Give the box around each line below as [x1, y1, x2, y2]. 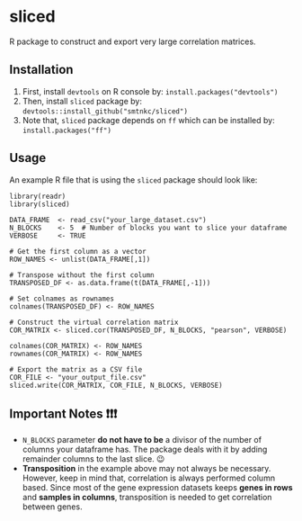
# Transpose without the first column [9, 270, 155, 280]
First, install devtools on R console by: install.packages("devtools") [22, 85, 279, 96]
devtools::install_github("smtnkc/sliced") [22, 106, 189, 116]
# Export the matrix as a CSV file [9, 364, 143, 374]
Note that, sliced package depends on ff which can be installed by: [22, 114, 276, 125]
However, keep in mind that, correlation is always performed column [22, 472, 276, 483]
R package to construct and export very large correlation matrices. [9, 36, 256, 47]
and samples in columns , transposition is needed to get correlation [22, 492, 272, 503]
